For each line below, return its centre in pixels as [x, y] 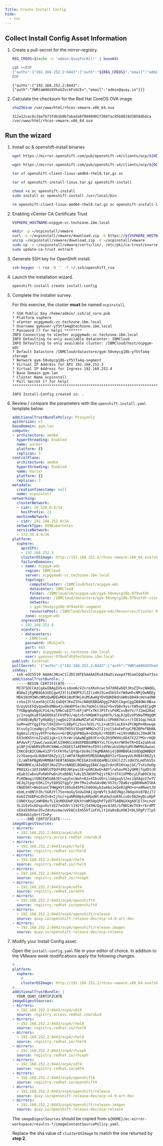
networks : [40, 602]
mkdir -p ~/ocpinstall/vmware [43, 231]
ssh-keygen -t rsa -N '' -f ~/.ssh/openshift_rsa [63, 268]
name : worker [30, 444]
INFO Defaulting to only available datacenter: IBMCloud [71, 339]
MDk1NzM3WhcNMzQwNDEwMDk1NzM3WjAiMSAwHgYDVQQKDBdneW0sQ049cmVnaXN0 [86, 697]
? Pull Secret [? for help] [40, 381]
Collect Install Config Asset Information [66, 38]
